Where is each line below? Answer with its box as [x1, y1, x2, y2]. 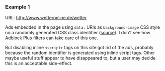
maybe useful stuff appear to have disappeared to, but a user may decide [5, 55, 156, 61]
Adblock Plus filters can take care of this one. [5, 35, 98, 41]
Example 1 [5, 3, 30, 10]
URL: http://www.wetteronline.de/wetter [5, 15, 87, 21]
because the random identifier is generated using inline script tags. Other [5, 50, 155, 56]
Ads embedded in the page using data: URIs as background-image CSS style [5, 24, 160, 30]
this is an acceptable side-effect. [5, 61, 73, 67]
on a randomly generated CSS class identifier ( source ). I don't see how [5, 30, 151, 36]
